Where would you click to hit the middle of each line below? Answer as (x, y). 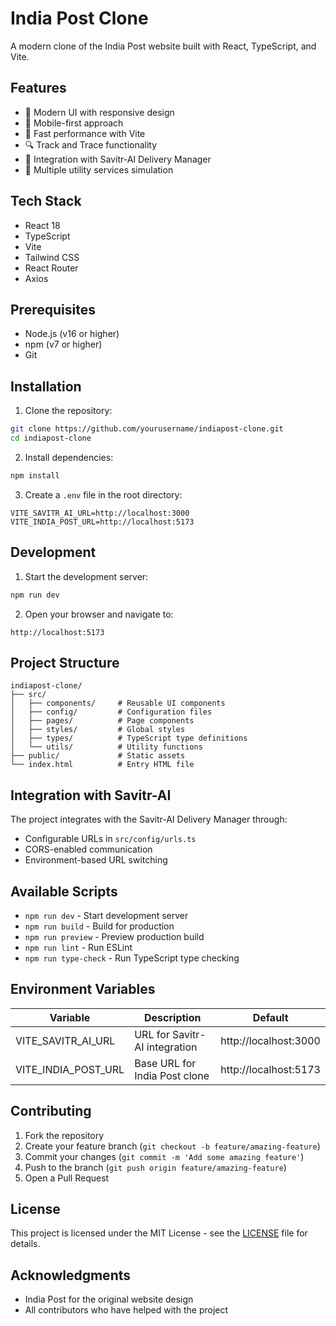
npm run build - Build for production (99, 926)
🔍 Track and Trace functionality (91, 144)
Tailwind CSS (52, 257)
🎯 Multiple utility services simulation (99, 169)
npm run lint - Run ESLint (78, 947)
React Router (51, 268)
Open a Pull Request (67, 1178)
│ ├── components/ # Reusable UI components (118, 703)
